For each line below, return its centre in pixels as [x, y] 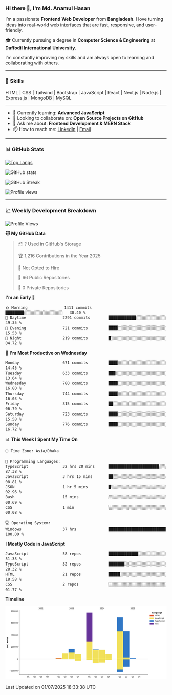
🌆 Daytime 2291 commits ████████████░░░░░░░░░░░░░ [86, 318]
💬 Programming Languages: [33, 462]
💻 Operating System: [28, 523]
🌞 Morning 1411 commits [49, 308]
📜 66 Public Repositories [44, 278]
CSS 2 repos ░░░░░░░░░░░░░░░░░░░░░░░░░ [86, 585]
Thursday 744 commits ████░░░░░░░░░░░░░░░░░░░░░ [86, 394]
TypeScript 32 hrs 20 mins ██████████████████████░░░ [86, 467]
